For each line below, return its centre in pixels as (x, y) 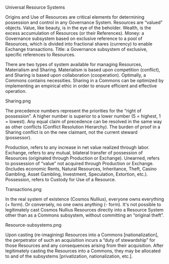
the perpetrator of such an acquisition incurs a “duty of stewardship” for (80, 240)
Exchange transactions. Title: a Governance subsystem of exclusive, (76, 49)
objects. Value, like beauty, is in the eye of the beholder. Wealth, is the (78, 28)
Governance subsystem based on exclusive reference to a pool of (74, 38)
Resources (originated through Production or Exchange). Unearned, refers (82, 158)
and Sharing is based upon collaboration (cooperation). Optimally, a (76, 75)
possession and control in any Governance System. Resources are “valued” (84, 22)
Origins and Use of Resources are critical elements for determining (75, 17)
